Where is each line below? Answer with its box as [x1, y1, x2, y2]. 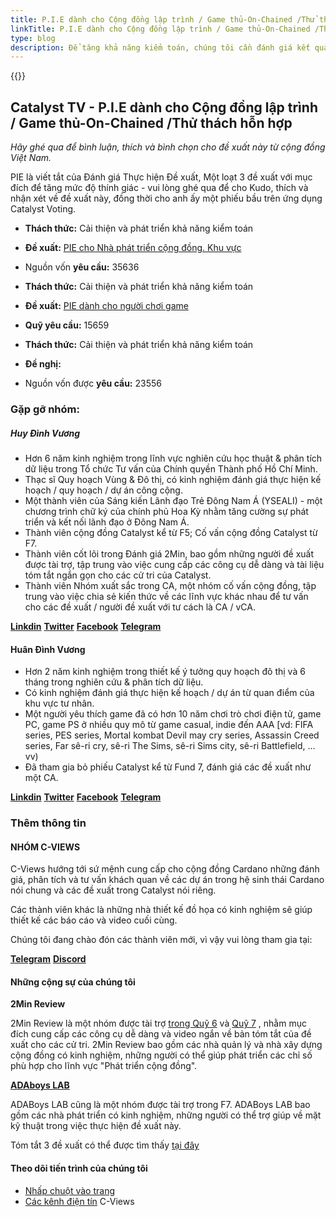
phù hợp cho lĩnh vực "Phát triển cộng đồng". [10, 1060, 198, 1072]
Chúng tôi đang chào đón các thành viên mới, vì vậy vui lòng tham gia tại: [10, 934, 313, 946]
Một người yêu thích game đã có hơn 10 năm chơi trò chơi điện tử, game [24, 708, 322, 720]
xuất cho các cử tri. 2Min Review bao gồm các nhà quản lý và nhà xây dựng [10, 1039, 323, 1051]
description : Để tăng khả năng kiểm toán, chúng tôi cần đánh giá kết [10, 42, 311, 53]
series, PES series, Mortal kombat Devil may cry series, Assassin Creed [24, 729, 320, 741]
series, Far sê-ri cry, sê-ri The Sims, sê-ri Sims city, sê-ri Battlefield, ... [24, 740, 316, 752]
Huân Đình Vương [10, 643, 86, 655]
